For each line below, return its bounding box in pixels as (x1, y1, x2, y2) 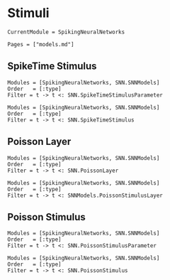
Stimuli (7, 5, 50, 21)
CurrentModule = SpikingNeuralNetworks (7, 28, 125, 36)
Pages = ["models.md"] (7, 41, 74, 48)
